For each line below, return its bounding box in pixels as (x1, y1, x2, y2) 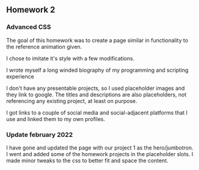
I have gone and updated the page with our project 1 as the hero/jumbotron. (6, 144, 194, 151)
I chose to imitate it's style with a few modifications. (6, 54, 135, 62)
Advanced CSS (6, 23, 51, 31)
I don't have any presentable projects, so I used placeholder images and (6, 84, 185, 92)
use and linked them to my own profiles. (6, 115, 105, 122)
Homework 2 (6, 5, 55, 15)
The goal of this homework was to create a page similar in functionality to (6, 36, 188, 44)
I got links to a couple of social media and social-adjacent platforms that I (6, 109, 188, 116)
